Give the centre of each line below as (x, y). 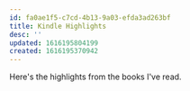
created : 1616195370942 (54, 51)
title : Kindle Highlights (58, 26)
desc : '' (26, 34)
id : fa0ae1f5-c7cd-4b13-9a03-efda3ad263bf (90, 18)
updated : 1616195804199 (54, 43)
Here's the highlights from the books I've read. (95, 77)
